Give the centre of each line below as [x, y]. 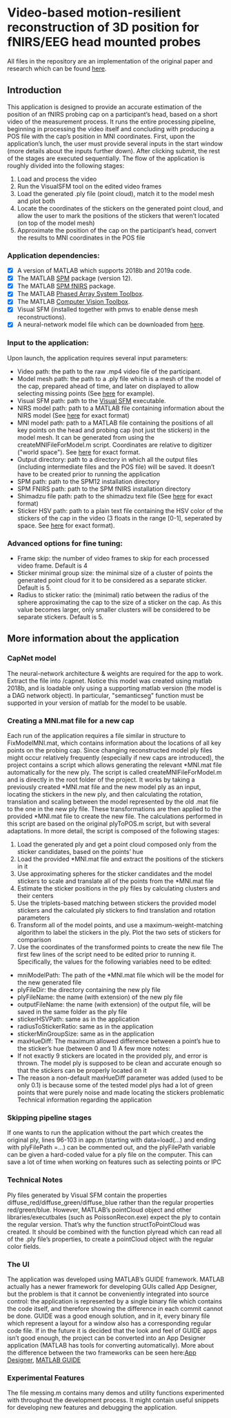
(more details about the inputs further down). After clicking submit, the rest [114, 150]
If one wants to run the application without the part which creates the [105, 1133]
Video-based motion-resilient [94, 13]
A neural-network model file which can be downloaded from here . [111, 324]
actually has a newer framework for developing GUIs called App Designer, [112, 1286]
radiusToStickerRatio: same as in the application [85, 1027]
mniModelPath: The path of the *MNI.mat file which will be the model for [120, 975]
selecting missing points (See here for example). [86, 393]
